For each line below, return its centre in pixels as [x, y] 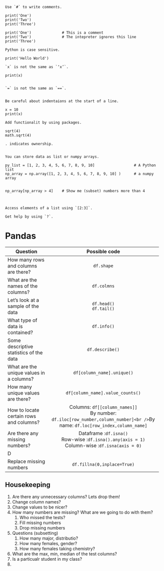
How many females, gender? [48, 543]
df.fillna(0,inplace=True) [103, 464]
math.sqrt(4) [18, 135]
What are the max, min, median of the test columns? [64, 554]
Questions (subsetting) [35, 533]
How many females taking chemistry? [57, 549]
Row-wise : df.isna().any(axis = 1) [103, 439]
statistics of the [25, 352]
